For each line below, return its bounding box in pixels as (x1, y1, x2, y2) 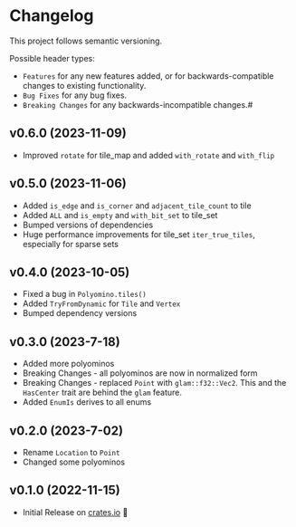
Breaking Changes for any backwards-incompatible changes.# (22, 99, 253, 110)
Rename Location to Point (22, 447, 120, 457)
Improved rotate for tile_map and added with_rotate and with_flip (22, 149, 275, 160)
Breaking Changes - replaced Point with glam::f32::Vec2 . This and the (22, 378, 287, 388)
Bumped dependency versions (22, 308, 138, 319)
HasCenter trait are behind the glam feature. (22, 387, 183, 398)
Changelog (9, 5, 94, 26)
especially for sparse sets (22, 238, 119, 249)
